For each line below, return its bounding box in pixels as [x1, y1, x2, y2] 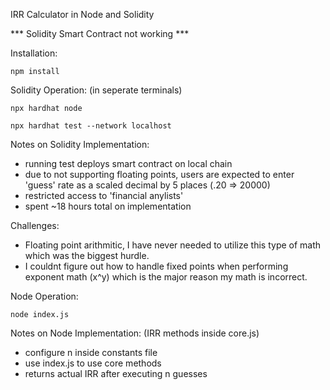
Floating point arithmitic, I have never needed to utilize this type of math [24, 239, 322, 251]
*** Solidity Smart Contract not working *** [10, 28, 190, 39]
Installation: [10, 47, 58, 59]
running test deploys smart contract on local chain [24, 158, 233, 169]
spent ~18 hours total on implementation [24, 200, 192, 212]
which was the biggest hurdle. [24, 250, 150, 261]
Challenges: [10, 220, 60, 231]
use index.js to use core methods [24, 357, 162, 369]
